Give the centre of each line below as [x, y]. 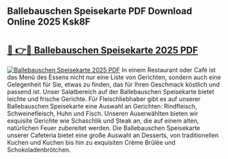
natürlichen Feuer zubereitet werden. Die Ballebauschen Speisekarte [104, 128]
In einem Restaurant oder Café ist [169, 70]
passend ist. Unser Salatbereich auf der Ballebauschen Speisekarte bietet [111, 92]
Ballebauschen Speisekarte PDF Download [100, 11]
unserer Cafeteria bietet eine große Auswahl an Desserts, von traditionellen [113, 135]
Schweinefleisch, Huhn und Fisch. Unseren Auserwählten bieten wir [103, 113]
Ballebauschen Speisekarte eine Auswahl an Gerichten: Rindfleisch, [102, 106]
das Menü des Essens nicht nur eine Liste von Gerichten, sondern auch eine [114, 77]
